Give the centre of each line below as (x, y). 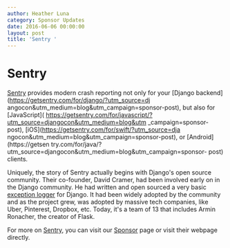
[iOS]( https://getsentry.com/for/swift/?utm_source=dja (103, 130)
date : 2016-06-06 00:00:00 (46, 26)
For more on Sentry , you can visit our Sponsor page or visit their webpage (112, 230)
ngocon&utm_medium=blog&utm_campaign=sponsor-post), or (96, 137)
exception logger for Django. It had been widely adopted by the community (114, 195)
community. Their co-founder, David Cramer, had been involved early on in (114, 180)
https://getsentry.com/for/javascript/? (99, 115)
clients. (18, 159)
